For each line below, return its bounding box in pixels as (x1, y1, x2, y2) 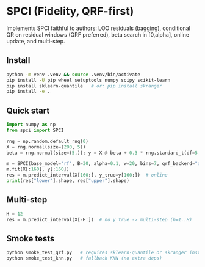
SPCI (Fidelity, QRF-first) (6, 4, 134, 18)
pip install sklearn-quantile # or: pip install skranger (6, 82, 163, 89)
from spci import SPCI (6, 127, 64, 133)
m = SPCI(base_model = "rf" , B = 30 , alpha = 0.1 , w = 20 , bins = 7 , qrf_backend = (6, 161, 195, 167)
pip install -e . (6, 89, 51, 95)
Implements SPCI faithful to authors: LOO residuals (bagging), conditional (6, 24, 191, 32)
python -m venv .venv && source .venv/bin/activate (6, 71, 140, 78)
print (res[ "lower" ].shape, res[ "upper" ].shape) (6, 178, 130, 184)
